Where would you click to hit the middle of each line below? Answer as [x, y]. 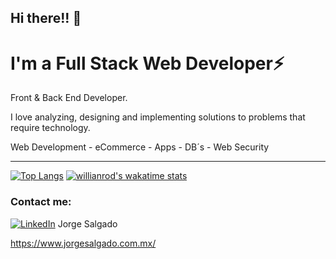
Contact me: [41, 202]
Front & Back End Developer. [69, 98]
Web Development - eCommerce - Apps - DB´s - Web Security [140, 147]
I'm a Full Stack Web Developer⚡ [147, 63]
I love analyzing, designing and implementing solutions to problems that [158, 117]
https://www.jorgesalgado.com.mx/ [83, 243]
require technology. [50, 128]
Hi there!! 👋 [46, 18]
